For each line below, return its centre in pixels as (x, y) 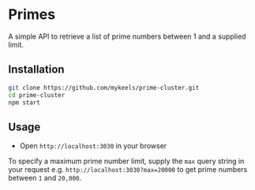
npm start (24, 102)
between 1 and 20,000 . (45, 178)
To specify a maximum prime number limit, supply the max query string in (126, 161)
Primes (32, 15)
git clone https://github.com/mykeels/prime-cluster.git (104, 88)
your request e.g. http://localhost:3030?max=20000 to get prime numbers (128, 170)
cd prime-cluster (37, 95)
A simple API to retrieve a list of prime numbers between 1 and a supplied (127, 36)
